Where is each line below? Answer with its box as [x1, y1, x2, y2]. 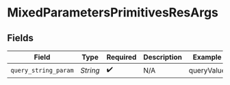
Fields [7, 32, 34, 44]
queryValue [188, 65, 226, 75]
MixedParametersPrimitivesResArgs [7, 5, 219, 21]
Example [192, 53, 222, 62]
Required [106, 53, 137, 62]
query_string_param [10, 66, 74, 74]
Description [143, 53, 183, 62]
